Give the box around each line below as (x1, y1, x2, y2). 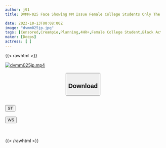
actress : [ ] (5, 39, 32, 44)
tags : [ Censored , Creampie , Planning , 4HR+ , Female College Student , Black (5, 30, 154, 35)
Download (68, 82, 98, 89)
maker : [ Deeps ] (5, 35, 37, 39)
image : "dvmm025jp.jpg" (5, 25, 54, 30)
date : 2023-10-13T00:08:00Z (5, 21, 63, 26)
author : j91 (5, 7, 30, 12)
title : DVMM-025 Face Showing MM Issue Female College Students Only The (5, 12, 161, 17)
